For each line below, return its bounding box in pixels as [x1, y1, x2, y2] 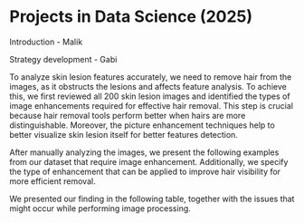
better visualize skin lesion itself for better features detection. [9, 129, 238, 140]
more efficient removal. [9, 175, 97, 187]
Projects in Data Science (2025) [9, 6, 253, 27]
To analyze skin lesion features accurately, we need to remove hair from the [9, 71, 292, 82]
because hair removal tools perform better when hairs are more [9, 110, 246, 121]
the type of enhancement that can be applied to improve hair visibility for [9, 166, 281, 177]
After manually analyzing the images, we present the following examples [9, 147, 280, 158]
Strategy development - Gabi [9, 53, 118, 64]
